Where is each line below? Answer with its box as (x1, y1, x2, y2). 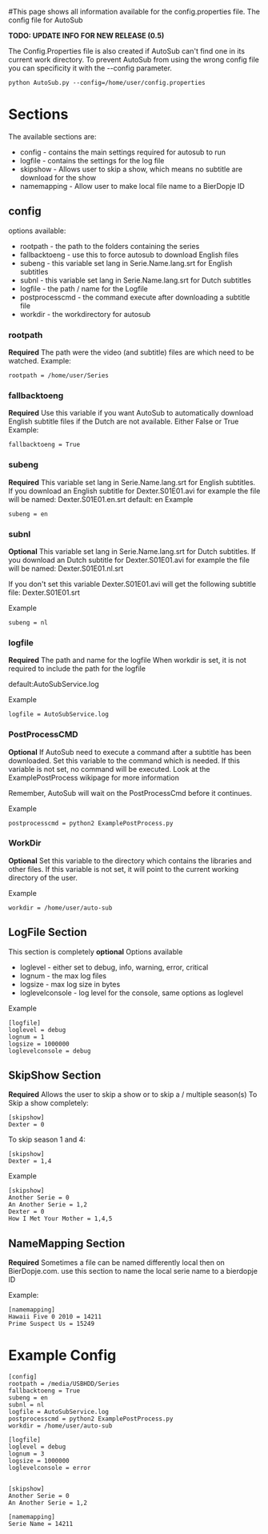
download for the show (19, 172, 97, 183)
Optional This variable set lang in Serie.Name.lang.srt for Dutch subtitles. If (8, 546, 256, 556)
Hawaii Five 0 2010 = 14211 (8, 1313, 102, 1321)
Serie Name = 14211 (8, 1520, 74, 1528)
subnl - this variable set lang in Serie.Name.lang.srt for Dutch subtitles (19, 275, 252, 285)
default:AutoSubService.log (8, 680, 100, 689)
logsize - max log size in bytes (19, 979, 121, 989)
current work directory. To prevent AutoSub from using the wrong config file (8, 55, 260, 64)
